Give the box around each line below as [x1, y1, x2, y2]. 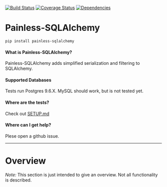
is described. [5, 177, 32, 183]
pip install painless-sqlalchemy [5, 38, 75, 43]
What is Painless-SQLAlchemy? [5, 49, 72, 55]
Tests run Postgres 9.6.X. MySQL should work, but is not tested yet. [5, 88, 144, 94]
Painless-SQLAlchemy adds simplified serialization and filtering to [5, 60, 140, 66]
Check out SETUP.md [5, 110, 50, 117]
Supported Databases [5, 77, 52, 83]
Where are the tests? [5, 99, 50, 105]
